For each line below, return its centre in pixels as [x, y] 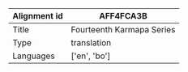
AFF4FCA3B [123, 16]
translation [91, 42]
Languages [34, 56]
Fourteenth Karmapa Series [123, 30]
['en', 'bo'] [91, 56]
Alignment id [38, 16]
